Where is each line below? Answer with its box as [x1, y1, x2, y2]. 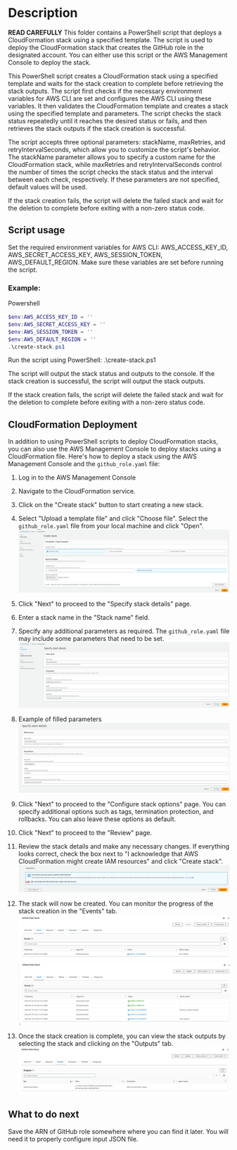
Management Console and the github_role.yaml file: [8, 460, 160, 468]
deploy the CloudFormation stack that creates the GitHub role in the [8, 43, 204, 51]
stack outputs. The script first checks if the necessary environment [8, 87, 203, 95]
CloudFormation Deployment [8, 418, 138, 430]
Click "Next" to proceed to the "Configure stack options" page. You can [18, 799, 226, 808]
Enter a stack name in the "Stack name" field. [18, 613, 150, 621]
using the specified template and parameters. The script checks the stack [8, 109, 222, 118]
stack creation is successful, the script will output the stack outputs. [8, 377, 206, 385]
